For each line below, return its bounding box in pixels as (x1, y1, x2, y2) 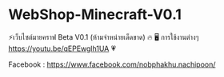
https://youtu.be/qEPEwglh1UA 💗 (8, 44, 116, 53)
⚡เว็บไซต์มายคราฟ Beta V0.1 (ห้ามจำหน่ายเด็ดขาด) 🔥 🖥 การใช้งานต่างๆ (8, 32, 199, 41)
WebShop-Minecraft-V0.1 (8, 6, 182, 24)
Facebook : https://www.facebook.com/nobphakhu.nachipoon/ (8, 60, 216, 69)
